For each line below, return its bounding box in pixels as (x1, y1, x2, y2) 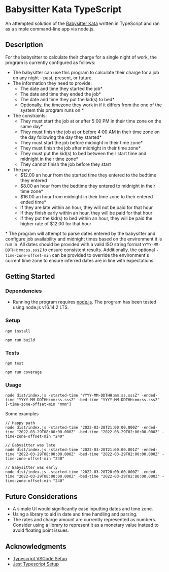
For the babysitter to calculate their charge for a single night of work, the (5, 54, 157, 60)
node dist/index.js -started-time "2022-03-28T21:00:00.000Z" (5, 425, 140, 430)
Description (5, 41, 43, 49)
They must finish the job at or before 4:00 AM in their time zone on (20, 129, 160, 135)
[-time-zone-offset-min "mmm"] (5, 402, 72, 407)
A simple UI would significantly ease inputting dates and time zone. (12, 506, 153, 512)
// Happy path (5, 420, 36, 426)
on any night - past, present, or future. (12, 75, 93, 81)
